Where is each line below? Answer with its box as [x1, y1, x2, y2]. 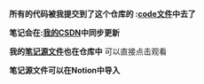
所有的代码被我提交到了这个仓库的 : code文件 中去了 [9, 9, 196, 19]
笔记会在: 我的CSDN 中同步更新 [9, 27, 120, 38]
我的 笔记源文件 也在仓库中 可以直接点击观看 [9, 46, 167, 57]
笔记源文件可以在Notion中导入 [9, 65, 121, 75]
